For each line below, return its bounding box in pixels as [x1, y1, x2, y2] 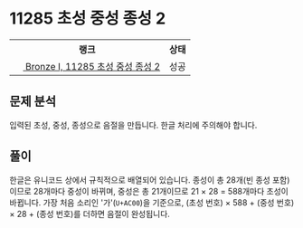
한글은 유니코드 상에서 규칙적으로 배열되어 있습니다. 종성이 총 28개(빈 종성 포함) [9, 174, 290, 185]
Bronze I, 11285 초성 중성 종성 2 [25, 60, 161, 72]
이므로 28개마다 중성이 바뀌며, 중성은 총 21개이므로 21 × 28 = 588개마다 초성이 [9, 185, 289, 196]
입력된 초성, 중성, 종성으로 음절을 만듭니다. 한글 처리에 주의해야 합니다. [9, 119, 258, 130]
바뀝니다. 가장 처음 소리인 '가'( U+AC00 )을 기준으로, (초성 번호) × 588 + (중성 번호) [9, 196, 295, 208]
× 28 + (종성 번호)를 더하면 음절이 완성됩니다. [9, 208, 170, 219]
